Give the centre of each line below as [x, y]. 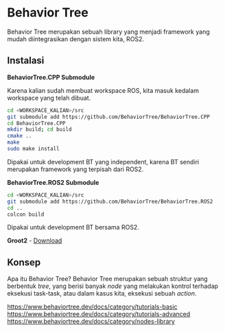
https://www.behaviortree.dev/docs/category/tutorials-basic [92, 307]
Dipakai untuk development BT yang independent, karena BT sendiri [103, 162]
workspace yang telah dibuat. [49, 98]
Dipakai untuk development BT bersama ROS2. [73, 228]
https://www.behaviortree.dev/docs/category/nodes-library [91, 322]
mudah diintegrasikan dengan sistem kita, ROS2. [76, 38]
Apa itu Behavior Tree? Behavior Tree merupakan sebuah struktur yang [107, 279]
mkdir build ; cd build [39, 130]
